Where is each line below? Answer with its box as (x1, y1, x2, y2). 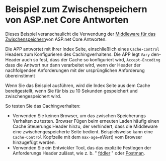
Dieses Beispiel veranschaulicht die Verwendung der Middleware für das (5, 31, 156, 37)
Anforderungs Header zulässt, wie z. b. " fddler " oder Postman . (12, 150, 145, 156)
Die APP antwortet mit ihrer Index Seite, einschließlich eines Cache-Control (5, 46, 160, 52)
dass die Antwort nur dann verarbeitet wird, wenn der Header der (5, 62, 141, 68)
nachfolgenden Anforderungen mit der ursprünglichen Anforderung (5, 67, 145, 73)
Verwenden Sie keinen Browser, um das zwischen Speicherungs (12, 112, 146, 119)
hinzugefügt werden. (12, 139, 56, 145)
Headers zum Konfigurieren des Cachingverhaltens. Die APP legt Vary (5, 51, 150, 57)
